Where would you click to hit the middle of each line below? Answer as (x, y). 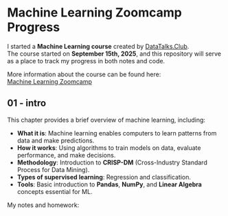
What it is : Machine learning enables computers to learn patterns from (117, 133)
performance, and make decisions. (66, 155)
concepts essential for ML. (55, 191)
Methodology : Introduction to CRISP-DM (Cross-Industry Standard (112, 162)
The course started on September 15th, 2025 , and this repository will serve (114, 54)
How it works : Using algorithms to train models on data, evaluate (109, 148)
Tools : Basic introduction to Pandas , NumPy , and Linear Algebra (110, 184)
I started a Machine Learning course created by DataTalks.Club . (98, 46)
